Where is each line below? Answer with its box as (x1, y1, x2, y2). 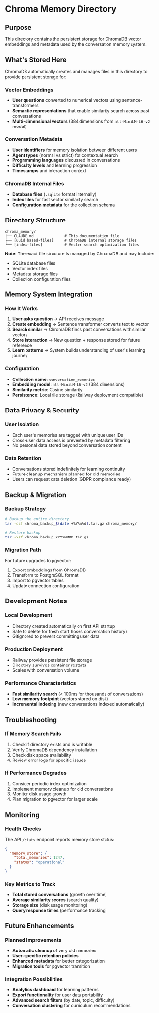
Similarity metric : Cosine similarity (12, 386, 83, 392)
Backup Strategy (5, 506, 46, 512)
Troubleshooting (5, 715, 57, 724)
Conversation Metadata (5, 136, 63, 143)
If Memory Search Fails (5, 730, 61, 737)
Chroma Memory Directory (5, 3, 117, 15)
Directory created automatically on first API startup (12, 623, 115, 629)
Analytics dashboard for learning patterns (12, 987, 99, 993)
